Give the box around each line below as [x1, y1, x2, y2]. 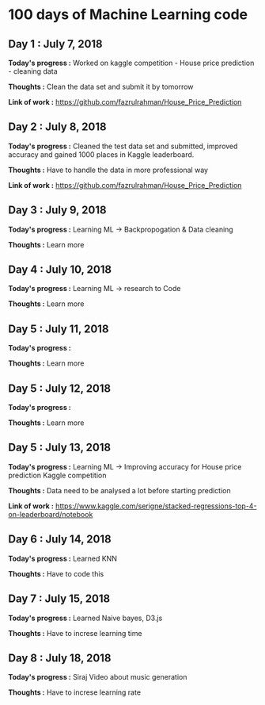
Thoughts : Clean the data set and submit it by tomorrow [8, 82, 194, 91]
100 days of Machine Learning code [8, 6, 248, 24]
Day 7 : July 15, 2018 [8, 592, 111, 606]
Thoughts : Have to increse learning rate [8, 688, 141, 697]
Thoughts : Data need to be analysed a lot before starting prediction [8, 485, 231, 495]
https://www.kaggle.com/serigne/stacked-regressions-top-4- [55, 501, 257, 511]
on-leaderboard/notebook [8, 509, 93, 519]
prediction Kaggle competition [8, 470, 107, 480]
